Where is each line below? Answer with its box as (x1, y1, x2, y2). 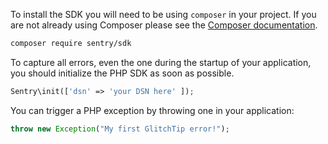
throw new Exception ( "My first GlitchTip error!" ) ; (10, 124, 230, 134)
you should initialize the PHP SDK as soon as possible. (10, 67, 235, 79)
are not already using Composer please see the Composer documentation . (10, 19, 318, 31)
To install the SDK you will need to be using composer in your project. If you (10, 9, 317, 20)
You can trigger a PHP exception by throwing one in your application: (10, 104, 295, 116)
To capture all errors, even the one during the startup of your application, (10, 56, 312, 68)
